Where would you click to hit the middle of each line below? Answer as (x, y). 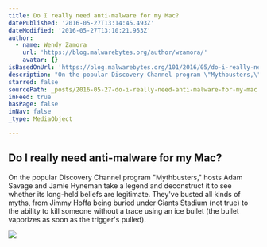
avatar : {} (41, 60)
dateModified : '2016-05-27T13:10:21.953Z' (79, 30)
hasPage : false (33, 104)
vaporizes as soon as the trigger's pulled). (77, 219)
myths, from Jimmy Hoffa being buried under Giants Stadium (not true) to (128, 203)
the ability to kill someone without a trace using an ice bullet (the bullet (124, 210)
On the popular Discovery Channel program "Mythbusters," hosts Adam (126, 177)
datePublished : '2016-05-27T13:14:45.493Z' (81, 23)
